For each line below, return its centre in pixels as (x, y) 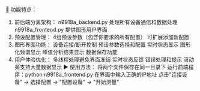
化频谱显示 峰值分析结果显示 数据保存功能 (66, 52)
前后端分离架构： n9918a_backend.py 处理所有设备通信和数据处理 (96, 22)
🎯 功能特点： (21, 9)
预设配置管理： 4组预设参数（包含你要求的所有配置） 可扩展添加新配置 (102, 37)
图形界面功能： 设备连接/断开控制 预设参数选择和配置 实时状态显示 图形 (102, 45)
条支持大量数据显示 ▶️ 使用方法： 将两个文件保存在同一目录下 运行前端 (101, 67)
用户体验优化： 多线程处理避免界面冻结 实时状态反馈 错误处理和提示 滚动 (104, 60)
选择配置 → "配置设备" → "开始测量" (75, 82)
